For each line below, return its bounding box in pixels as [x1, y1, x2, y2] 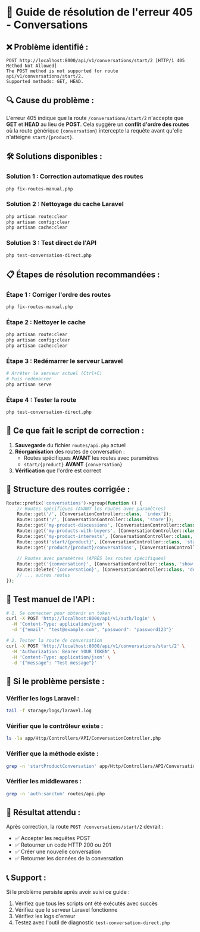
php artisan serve [6, 382, 52, 387]
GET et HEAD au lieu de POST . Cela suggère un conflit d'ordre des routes [6, 121, 189, 128]
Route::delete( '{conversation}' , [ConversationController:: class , [17, 567, 185, 573]
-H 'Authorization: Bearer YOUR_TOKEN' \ [11, 648, 116, 654]
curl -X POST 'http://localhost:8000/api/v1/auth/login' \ [6, 616, 156, 622]
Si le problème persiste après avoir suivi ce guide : [6, 888, 130, 896]
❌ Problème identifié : [6, 42, 89, 52]
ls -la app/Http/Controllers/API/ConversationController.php [6, 736, 161, 742]
